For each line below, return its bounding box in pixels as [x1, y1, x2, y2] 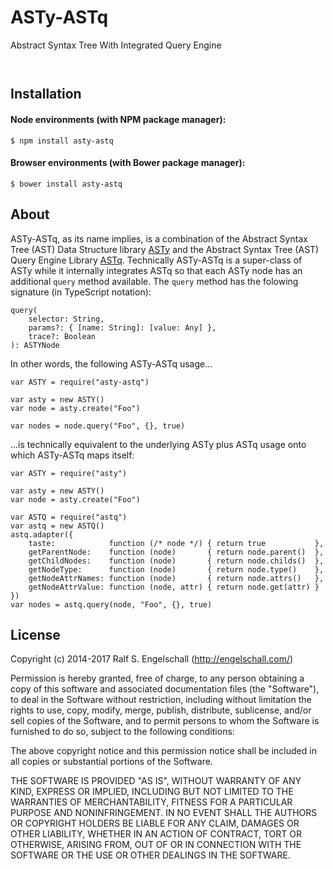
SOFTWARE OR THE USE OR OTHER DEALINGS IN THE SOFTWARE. [10, 849, 291, 861]
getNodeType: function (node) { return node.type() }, [28, 564, 325, 575]
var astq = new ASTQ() [10, 521, 105, 531]
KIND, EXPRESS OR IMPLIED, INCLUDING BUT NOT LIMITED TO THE [10, 786, 294, 798]
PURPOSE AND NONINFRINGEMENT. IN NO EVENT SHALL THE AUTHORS [10, 807, 318, 819]
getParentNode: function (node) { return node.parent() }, [28, 547, 325, 557]
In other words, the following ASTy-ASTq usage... [10, 357, 213, 370]
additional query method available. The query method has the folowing [10, 275, 299, 287]
